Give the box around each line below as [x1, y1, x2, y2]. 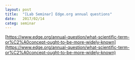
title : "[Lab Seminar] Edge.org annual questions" [5, 12, 112, 17]
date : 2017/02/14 [5, 16, 45, 21]
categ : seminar [5, 20, 36, 26]
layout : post [5, 7, 32, 12]
